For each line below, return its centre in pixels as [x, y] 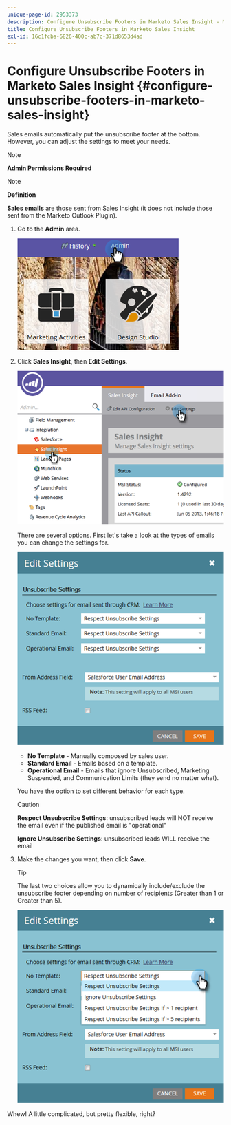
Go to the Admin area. [48, 229]
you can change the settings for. [63, 542]
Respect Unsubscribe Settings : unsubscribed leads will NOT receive [115, 818]
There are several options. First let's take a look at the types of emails [116, 535]
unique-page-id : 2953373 [43, 14]
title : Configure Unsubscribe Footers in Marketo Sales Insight [101, 29]
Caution [28, 805]
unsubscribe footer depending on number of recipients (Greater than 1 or [120, 893]
